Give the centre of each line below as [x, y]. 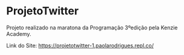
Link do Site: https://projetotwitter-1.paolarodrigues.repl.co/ [80, 45]
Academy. [19, 33]
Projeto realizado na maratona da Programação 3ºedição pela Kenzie [92, 27]
